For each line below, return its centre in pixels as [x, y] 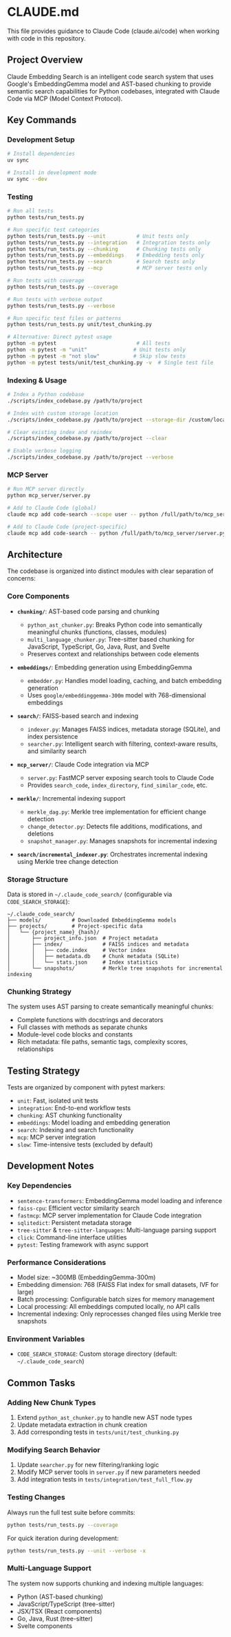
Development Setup [41, 140]
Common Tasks [41, 1383]
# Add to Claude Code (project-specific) [67, 527]
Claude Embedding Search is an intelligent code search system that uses [111, 76]
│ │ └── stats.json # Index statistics [82, 962]
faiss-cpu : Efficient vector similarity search [78, 1208]
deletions [40, 834]
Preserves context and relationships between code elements [113, 653]
